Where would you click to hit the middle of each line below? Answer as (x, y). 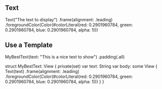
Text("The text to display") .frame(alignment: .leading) (59, 19)
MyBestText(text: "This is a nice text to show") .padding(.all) (65, 57)
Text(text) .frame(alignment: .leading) (42, 71)
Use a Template (29, 45)
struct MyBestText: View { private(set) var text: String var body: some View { (81, 66)
